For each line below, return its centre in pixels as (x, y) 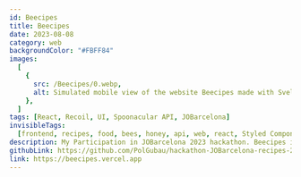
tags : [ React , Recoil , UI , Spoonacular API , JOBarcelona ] (120, 117)
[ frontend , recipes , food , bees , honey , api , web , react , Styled (142, 134)
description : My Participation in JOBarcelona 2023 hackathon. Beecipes (148, 142)
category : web (36, 42)
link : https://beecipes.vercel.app (76, 159)
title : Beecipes (39, 26)
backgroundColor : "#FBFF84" (62, 51)
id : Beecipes (34, 17)
